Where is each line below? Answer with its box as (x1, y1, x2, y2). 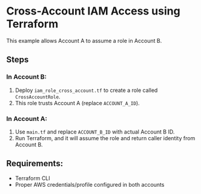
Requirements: (6, 158, 64, 169)
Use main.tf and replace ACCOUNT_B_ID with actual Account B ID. (15, 128, 175, 135)
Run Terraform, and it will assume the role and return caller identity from (15, 134, 196, 141)
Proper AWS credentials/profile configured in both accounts (15, 181, 165, 188)
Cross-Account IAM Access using (6, 4, 180, 18)
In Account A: (6, 114, 47, 123)
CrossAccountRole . (15, 92, 61, 100)
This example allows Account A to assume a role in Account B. (6, 37, 162, 44)
